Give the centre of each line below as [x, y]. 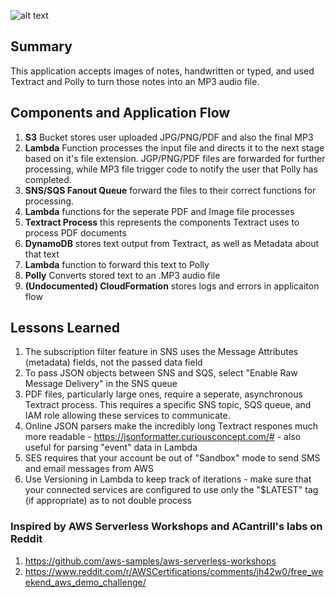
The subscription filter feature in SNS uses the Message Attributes [161, 352]
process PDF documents [75, 232]
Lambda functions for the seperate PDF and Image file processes [159, 211]
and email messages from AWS [89, 469]
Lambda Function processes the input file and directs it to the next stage [174, 147]
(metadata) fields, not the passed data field [113, 362]
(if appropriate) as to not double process [108, 501]
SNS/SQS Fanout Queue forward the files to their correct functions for [170, 190]
